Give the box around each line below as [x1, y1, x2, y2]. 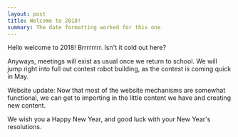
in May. [7, 72, 29, 81]
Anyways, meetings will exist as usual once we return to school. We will [7, 57, 217, 66]
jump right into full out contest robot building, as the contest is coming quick [7, 65, 232, 73]
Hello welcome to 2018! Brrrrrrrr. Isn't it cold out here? [7, 44, 166, 52]
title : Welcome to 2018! [7, 17, 81, 24]
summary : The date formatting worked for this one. [7, 24, 164, 31]
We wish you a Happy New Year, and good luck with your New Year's [7, 115, 211, 123]
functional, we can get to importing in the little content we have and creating [7, 93, 232, 102]
